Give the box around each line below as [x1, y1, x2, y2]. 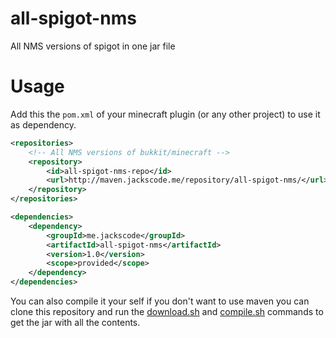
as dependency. [10, 118, 77, 131]
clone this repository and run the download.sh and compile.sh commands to [10, 306, 324, 317]
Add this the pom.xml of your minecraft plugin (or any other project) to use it [10, 108, 321, 120]
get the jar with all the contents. [10, 317, 141, 328]
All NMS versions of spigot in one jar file [10, 40, 176, 52]
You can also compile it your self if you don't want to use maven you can [10, 295, 310, 307]
